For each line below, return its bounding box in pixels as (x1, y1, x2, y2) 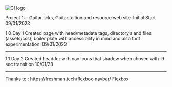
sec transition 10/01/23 (5, 61, 54, 67)
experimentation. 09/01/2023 (5, 41, 67, 47)
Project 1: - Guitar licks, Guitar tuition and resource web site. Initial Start (5, 15, 156, 20)
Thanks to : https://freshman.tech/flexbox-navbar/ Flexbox (5, 76, 129, 82)
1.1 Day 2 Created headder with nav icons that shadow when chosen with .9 (5, 56, 165, 61)
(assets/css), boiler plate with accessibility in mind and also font (5, 36, 141, 41)
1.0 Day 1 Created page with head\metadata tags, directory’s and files (5, 30, 152, 36)
